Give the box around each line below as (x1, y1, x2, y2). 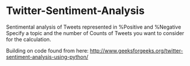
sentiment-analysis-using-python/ (6, 53, 89, 60)
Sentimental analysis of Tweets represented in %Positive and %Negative (6, 23, 181, 30)
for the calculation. (6, 36, 51, 43)
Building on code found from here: (6, 47, 89, 54)
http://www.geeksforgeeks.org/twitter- (89, 47, 184, 54)
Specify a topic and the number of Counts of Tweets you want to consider (6, 29, 184, 36)
